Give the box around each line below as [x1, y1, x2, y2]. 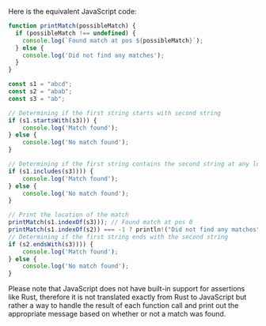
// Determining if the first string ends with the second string [8, 233, 228, 241]
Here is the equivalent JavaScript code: [8, 7, 137, 16]
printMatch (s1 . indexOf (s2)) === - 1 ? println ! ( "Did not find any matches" [8, 226, 260, 234]
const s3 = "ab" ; [8, 95, 66, 103]
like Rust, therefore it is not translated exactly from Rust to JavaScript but [8, 292, 247, 302]
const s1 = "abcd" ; [8, 81, 73, 88]
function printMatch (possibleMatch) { [8, 22, 136, 30]
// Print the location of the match [8, 211, 129, 219]
